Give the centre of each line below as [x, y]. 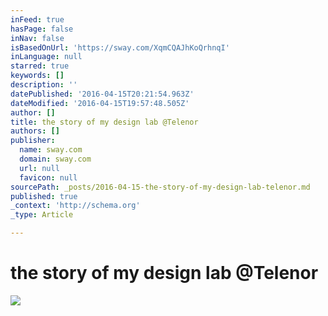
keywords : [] [37, 76]
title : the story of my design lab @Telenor [104, 122]
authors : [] [35, 131]
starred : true [40, 66]
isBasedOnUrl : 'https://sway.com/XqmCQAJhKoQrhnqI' [120, 47]
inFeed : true [37, 19]
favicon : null [48, 177]
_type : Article [42, 215]
